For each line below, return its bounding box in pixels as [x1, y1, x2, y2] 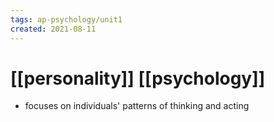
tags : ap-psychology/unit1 [10, 14, 123, 25]
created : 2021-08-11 [10, 24, 97, 34]
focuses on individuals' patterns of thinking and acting [24, 100, 250, 112]
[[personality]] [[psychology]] [10, 67, 266, 90]
